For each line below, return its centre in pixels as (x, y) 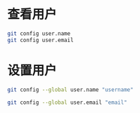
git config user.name (39, 33)
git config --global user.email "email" (68, 102)
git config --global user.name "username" (70, 89)
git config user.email (40, 40)
